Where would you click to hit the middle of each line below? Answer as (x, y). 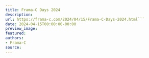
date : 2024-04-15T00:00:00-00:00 (41, 24)
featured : (16, 33)
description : (19, 15)
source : (14, 47)
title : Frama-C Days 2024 (33, 10)
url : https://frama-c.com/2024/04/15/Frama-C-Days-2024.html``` (75, 19)
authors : (15, 38)
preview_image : (21, 29)
